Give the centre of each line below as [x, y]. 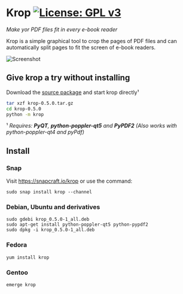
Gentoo [17, 272]
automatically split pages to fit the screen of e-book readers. [81, 47]
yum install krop [28, 257]
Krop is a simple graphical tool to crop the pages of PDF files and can [92, 41]
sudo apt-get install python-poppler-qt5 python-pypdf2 [77, 225]
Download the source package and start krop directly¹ [73, 92]
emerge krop [21, 284]
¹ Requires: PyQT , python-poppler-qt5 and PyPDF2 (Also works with [92, 126]
